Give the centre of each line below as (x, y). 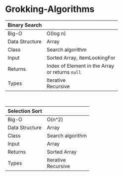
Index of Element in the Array (80, 66)
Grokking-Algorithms (50, 9)
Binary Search (25, 25)
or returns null (64, 72)
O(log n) (56, 33)
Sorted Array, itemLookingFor (81, 57)
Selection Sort (25, 111)
